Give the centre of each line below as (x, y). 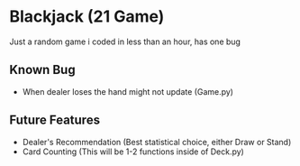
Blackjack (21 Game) (87, 17)
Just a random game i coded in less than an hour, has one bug (125, 41)
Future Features (55, 120)
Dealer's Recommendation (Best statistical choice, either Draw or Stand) (157, 142)
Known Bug (42, 70)
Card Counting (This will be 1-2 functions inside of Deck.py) (133, 152)
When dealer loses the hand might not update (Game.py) (128, 91)
